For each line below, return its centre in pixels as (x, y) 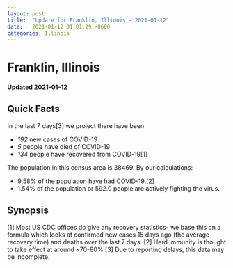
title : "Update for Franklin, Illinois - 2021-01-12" (88, 20)
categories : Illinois (39, 33)
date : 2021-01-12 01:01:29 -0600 (59, 26)
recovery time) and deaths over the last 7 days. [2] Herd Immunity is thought (117, 242)
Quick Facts (34, 109)
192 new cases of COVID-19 (57, 139)
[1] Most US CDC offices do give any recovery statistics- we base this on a (114, 227)
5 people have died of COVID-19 (63, 146)
